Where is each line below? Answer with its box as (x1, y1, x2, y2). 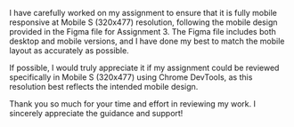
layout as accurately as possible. (9, 45, 129, 56)
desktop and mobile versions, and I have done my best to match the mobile (9, 36, 285, 46)
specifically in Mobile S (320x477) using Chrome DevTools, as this (9, 72, 253, 83)
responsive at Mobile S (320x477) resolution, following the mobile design (9, 17, 278, 28)
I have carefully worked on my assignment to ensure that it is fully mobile (9, 8, 278, 18)
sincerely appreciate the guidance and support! (9, 108, 184, 118)
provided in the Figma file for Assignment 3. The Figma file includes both (9, 27, 276, 36)
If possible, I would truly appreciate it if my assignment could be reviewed (9, 62, 280, 73)
